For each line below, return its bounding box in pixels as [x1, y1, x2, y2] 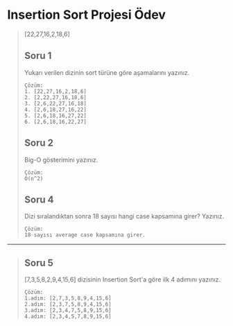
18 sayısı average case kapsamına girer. [24, 232, 146, 239]
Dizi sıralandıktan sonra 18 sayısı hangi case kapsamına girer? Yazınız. [24, 212, 224, 221]
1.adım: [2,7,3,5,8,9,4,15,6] [24, 295, 112, 302]
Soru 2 [24, 137, 54, 149]
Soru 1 [24, 50, 52, 62]
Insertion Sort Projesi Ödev [7, 7, 166, 23]
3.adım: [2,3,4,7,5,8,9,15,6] [24, 307, 112, 314]
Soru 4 [24, 194, 54, 205]
